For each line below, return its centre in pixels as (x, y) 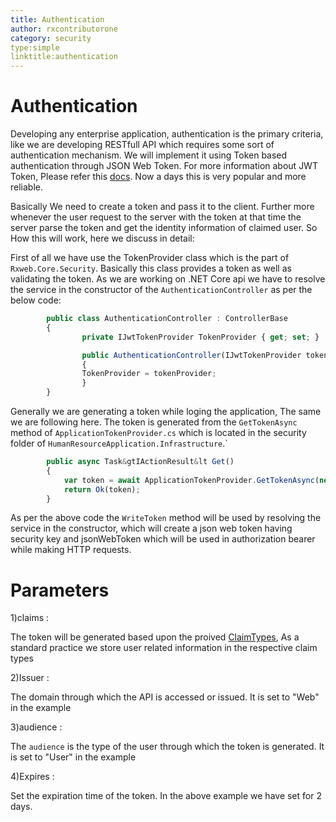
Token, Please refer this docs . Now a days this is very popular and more (158, 177)
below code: (36, 300)
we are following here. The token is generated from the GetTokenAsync (154, 422)
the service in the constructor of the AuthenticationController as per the (161, 290)
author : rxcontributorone (64, 29)
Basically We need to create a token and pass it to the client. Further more (162, 207)
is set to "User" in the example (73, 757)
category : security (51, 38)
